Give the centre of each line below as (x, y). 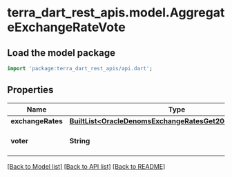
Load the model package (61, 53)
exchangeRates (37, 121)
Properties (30, 90)
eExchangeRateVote (66, 27)
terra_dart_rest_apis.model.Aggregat (116, 13)
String (80, 140)
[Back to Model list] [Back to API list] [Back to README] (86, 166)
